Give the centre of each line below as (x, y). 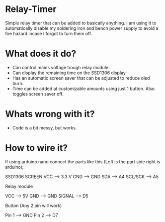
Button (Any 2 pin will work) (34, 206)
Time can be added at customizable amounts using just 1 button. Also (83, 89)
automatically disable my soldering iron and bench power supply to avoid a (82, 28)
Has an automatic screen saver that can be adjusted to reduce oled (81, 78)
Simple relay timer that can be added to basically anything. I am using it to (81, 23)
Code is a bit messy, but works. (44, 127)
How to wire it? (37, 148)
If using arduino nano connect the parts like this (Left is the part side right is (83, 162)
